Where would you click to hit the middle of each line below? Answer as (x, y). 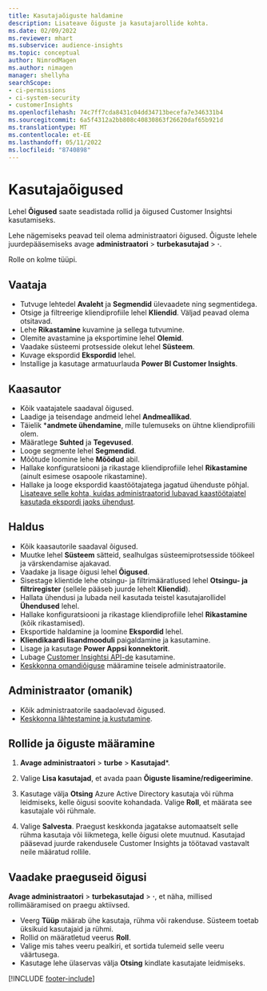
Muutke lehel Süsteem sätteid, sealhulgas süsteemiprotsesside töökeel (137, 554)
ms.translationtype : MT (48, 127)
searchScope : (30, 83)
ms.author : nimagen (41, 68)
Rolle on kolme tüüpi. (43, 260)
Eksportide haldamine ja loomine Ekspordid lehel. (102, 631)
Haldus (26, 527)
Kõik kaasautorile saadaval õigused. (79, 546)
